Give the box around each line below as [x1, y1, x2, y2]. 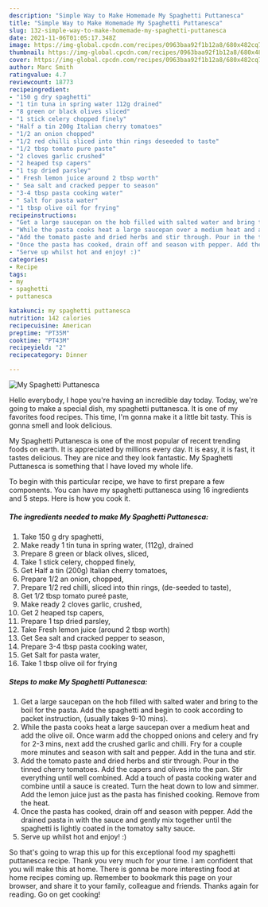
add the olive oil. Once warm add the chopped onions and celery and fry [20, 731, 259, 740]
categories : [9, 255, 49, 263]
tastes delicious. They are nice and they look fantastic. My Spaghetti [9, 453, 234, 462]
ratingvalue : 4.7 [9, 71, 67, 79]
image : [9, 41, 31, 49]
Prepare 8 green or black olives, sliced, [20, 548, 150, 558]
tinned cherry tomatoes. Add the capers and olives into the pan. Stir [20, 764, 243, 773]
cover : [9, 56, 31, 64]
